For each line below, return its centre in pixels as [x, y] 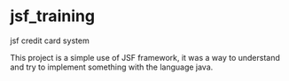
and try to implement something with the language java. [112, 67]
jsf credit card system [50, 40]
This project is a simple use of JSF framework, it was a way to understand [145, 57]
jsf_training [53, 16]
